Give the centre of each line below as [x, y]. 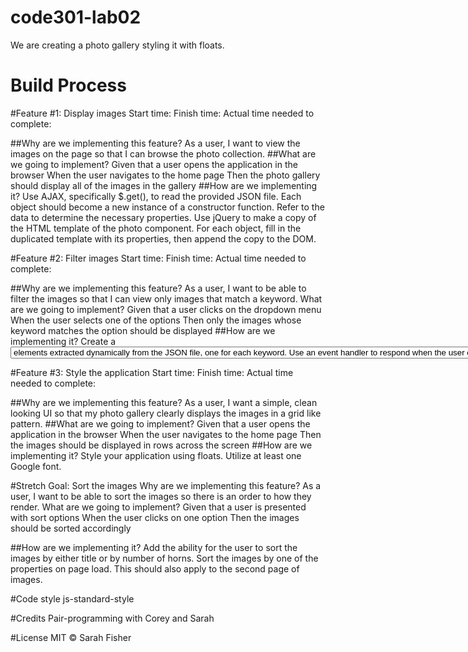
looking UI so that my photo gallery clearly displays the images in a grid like [166, 413]
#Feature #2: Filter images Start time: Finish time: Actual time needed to [158, 258]
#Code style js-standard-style [72, 598]
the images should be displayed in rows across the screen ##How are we [161, 445]
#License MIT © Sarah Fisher [71, 637]
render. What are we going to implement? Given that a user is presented [158, 507]
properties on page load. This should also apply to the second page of [155, 568]
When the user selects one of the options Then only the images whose [156, 320]
